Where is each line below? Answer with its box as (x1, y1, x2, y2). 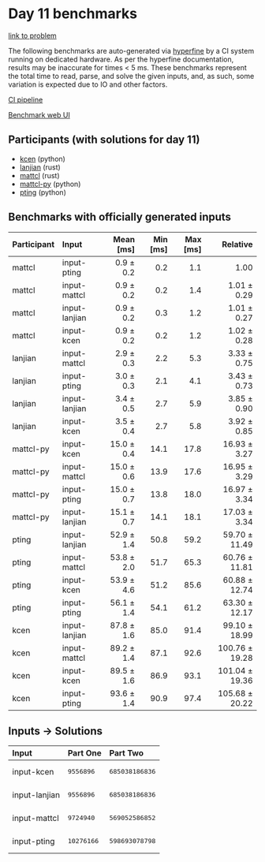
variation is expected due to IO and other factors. (8, 80, 168, 89)
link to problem (8, 31, 57, 40)
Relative (222, 238, 253, 249)
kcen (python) (19, 154, 65, 163)
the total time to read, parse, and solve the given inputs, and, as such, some (8, 71, 255, 80)
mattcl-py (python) (19, 179, 81, 188)
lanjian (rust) (19, 162, 61, 172)
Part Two (109, 748, 144, 759)
